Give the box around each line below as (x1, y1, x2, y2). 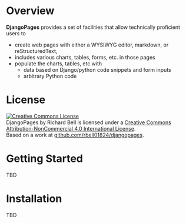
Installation (6, 192, 62, 205)
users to (6, 29, 26, 36)
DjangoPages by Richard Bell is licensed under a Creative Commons (6, 119, 172, 126)
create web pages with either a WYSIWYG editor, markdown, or (14, 41, 169, 48)
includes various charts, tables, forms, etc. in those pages (14, 54, 155, 61)
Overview (6, 4, 55, 18)
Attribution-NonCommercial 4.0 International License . (6, 125, 136, 132)
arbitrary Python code (23, 72, 77, 79)
